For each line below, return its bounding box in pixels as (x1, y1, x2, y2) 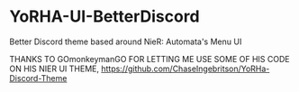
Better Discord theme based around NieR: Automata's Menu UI (9, 36, 242, 47)
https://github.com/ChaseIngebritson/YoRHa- (100, 63, 270, 74)
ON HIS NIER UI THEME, (9, 63, 100, 74)
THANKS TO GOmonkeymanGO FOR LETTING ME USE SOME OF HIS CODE (9, 53, 290, 64)
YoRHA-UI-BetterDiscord (9, 6, 200, 27)
